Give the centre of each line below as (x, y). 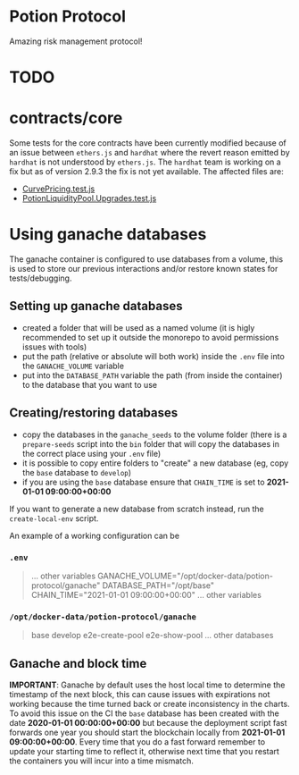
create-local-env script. (54, 518)
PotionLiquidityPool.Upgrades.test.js (89, 198)
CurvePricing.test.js (58, 189)
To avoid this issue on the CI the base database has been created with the (144, 713)
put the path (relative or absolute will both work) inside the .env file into (154, 356)
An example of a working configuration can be (95, 535)
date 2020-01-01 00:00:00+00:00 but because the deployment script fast (148, 723)
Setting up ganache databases (96, 306)
